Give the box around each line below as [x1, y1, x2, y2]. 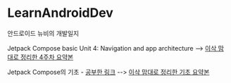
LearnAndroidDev [7, 5, 114, 21]
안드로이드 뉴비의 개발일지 [7, 29, 80, 37]
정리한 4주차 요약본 [20, 53, 74, 61]
